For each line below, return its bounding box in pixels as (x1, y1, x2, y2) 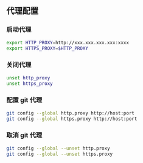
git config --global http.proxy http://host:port (6, 110, 135, 116)
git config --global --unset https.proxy (6, 151, 113, 157)
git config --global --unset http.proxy (6, 145, 111, 151)
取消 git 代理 (6, 131, 43, 139)
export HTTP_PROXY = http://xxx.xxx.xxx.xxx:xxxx (6, 39, 130, 45)
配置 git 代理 (6, 96, 43, 104)
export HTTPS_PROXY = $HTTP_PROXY (6, 45, 88, 52)
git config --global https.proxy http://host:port (6, 116, 138, 122)
